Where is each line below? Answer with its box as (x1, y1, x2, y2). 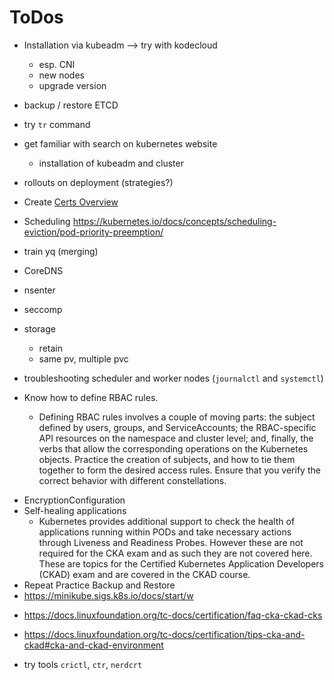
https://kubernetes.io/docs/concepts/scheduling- (72, 215, 277, 227)
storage (23, 322, 56, 335)
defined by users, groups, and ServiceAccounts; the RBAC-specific (38, 421, 317, 433)
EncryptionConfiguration (23, 494, 126, 506)
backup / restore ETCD (23, 99, 119, 111)
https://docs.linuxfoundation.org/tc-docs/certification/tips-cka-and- (23, 628, 306, 640)
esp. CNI (38, 58, 76, 70)
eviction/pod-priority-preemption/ (23, 226, 164, 238)
